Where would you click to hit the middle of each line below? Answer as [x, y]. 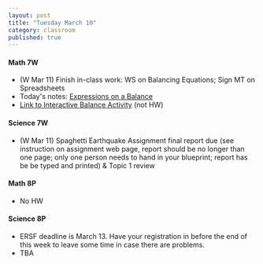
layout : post [30, 15]
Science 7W [28, 123]
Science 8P [27, 219]
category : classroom [42, 30]
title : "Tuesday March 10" [52, 23]
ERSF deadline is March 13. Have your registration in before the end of [133, 236]
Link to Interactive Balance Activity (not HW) [91, 105]
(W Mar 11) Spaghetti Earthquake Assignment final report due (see [127, 140]
